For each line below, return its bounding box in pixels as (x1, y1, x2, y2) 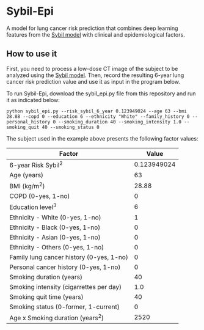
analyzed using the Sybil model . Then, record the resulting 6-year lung (6, 71, 184, 79)
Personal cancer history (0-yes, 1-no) (9, 263, 121, 271)
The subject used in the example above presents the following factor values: (6, 134, 199, 142)
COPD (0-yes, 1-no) (9, 192, 70, 200)
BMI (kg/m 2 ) (9, 181, 45, 191)
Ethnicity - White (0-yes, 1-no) (9, 213, 102, 221)
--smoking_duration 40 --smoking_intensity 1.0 (58, 119, 182, 125)
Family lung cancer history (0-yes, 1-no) (9, 252, 128, 261)
